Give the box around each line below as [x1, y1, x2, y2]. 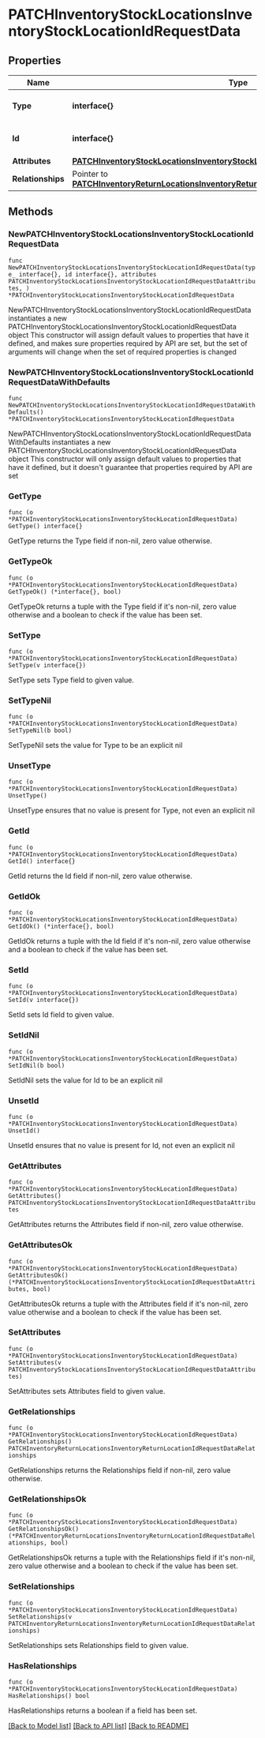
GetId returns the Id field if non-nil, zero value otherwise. [8, 871, 193, 880]
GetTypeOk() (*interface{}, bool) [8, 587, 122, 595]
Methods [8, 205, 54, 219]
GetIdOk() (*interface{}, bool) [8, 922, 114, 931]
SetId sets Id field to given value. [8, 1010, 114, 1019]
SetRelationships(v [8, 1612, 73, 1620]
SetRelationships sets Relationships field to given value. [8, 1640, 189, 1650]
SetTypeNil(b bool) [8, 726, 73, 735]
